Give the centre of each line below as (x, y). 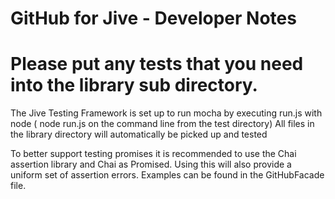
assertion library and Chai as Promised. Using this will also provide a (151, 164)
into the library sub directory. (134, 85)
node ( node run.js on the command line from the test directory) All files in (162, 124)
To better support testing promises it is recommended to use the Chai (153, 154)
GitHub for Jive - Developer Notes (153, 18)
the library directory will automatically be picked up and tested (139, 134)
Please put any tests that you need (157, 64)
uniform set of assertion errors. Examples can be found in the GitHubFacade (167, 175)
